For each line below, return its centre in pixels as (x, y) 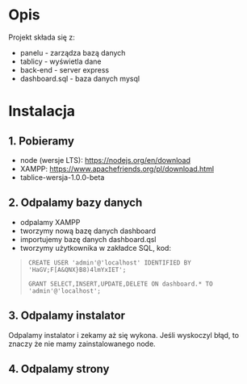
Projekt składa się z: (42, 37)
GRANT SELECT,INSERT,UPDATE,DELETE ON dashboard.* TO (120, 284)
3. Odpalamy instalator (67, 316)
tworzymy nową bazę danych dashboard (88, 231)
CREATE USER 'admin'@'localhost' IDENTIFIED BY (109, 263)
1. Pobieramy (42, 141)
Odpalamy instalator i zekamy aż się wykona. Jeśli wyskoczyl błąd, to (124, 335)
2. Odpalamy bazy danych (75, 203)
